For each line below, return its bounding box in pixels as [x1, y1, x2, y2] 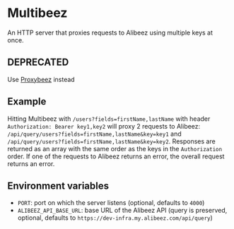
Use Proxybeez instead [7, 75, 76, 83]
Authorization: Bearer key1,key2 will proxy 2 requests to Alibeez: [7, 122, 201, 130]
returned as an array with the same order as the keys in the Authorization [7, 144, 223, 153]
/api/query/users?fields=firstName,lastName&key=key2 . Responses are [7, 136, 216, 146]
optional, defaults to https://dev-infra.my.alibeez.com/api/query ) [17, 213, 213, 222]
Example [7, 95, 47, 107]
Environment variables [7, 180, 110, 192]
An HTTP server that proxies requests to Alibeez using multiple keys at [7, 28, 213, 37]
